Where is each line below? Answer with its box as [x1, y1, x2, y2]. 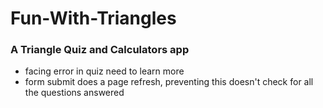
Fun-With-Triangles [10, 7, 177, 30]
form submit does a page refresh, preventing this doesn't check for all [24, 76, 314, 88]
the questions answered [24, 87, 125, 99]
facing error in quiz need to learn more [24, 65, 185, 77]
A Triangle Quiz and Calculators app [10, 43, 190, 57]
